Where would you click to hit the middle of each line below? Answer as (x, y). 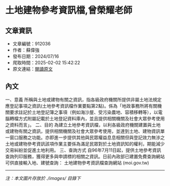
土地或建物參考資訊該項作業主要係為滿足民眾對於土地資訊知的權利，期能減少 (85, 144)
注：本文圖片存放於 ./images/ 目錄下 (43, 178)
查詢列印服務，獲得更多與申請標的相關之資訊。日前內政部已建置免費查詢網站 (85, 156)
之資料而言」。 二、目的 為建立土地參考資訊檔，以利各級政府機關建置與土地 (83, 125)
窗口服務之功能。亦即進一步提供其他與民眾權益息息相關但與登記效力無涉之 (87, 137)
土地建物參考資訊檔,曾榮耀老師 (69, 10)
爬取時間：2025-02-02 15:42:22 (46, 63)
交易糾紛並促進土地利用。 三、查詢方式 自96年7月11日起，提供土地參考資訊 (83, 150)
